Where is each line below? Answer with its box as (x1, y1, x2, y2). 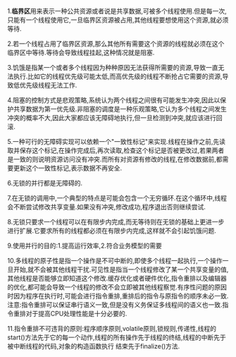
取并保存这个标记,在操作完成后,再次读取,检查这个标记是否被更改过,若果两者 (7, 146, 225, 155)
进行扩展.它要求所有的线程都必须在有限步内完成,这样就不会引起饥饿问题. (7, 226, 217, 235)
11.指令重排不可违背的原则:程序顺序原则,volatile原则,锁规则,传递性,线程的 (7, 325, 217, 332)
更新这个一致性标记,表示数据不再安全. (13, 164, 123, 172)
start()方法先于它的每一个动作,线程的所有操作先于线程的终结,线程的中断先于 (7, 333, 227, 341)
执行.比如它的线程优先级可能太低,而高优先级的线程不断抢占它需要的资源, (13, 72, 223, 80)
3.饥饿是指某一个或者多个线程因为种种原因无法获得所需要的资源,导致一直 (7, 63, 218, 71)
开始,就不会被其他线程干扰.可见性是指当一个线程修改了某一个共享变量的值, (13, 265, 229, 274)
